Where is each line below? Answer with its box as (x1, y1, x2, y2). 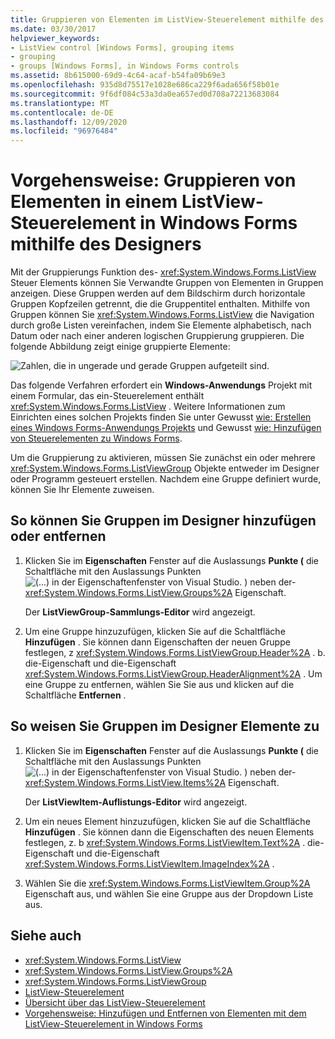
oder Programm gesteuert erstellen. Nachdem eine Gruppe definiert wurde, (10, 473, 322, 485)
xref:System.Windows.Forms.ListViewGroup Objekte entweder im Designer (10, 462, 320, 475)
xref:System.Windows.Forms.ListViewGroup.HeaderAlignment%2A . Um (24, 667, 323, 680)
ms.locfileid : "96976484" (10, 126, 118, 136)
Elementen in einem (10, 191, 178, 213)
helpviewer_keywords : (10, 33, 101, 43)
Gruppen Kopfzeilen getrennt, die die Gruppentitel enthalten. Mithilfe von (10, 298, 310, 310)
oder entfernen (10, 528, 107, 545)
